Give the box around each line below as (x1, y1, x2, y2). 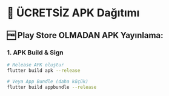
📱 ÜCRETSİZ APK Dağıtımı (7, 6, 140, 20)
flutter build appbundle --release (7, 84, 97, 90)
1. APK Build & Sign (7, 48, 64, 57)
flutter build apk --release (7, 67, 81, 74)
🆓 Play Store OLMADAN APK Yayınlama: (7, 30, 164, 40)
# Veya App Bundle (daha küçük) (7, 78, 88, 85)
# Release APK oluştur (7, 62, 64, 68)
